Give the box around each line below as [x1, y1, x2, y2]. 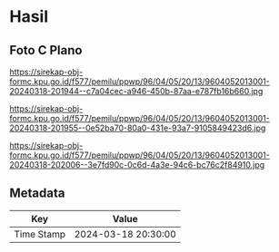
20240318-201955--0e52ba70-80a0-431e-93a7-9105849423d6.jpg [9, 122, 266, 133]
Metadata [9, 186, 65, 201]
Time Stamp [14, 228, 66, 240]
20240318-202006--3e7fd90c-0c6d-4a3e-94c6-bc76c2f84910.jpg [9, 160, 265, 170]
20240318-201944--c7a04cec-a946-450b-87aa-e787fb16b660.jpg [9, 86, 264, 96]
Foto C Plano [9, 43, 83, 58]
